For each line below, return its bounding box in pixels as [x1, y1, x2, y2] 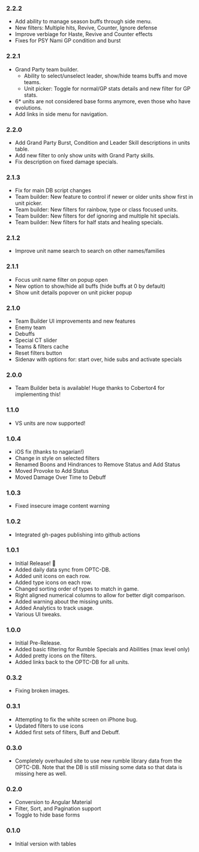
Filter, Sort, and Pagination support [14, 805, 101, 812]
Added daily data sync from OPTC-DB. [14, 566, 111, 573]
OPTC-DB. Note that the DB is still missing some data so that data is [14, 764, 183, 771]
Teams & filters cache [14, 343, 69, 350]
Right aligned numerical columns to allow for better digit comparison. [14, 591, 186, 598]
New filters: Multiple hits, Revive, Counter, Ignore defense [14, 24, 158, 31]
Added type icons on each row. [14, 579, 92, 586]
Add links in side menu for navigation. [14, 110, 108, 118]
